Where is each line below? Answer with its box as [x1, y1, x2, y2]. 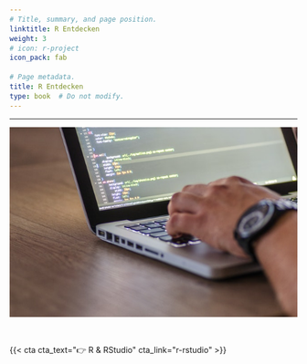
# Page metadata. [9, 73, 76, 82]
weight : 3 [9, 34, 48, 43]
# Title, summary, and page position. [9, 15, 157, 24]
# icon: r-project [9, 44, 79, 53]
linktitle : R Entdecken [9, 24, 101, 34]
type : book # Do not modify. [9, 91, 125, 100]
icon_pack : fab [9, 53, 68, 63]
